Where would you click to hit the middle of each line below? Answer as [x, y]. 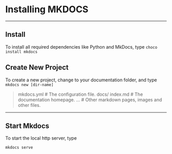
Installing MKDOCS [47, 9]
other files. [29, 105]
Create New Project [37, 68]
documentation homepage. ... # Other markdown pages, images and [90, 100]
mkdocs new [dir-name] [29, 85]
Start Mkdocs [27, 126]
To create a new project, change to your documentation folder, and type [81, 80]
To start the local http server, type [41, 138]
